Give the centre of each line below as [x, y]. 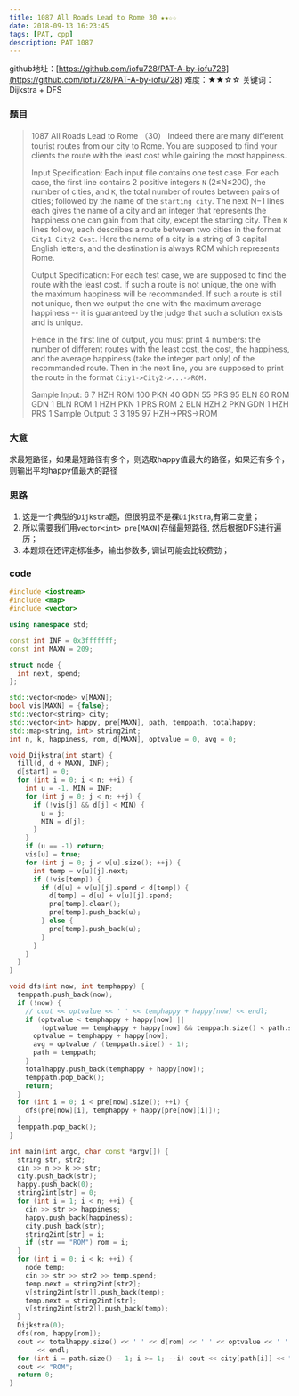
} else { [57, 921]
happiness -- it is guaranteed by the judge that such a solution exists [157, 312]
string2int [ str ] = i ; [65, 1234]
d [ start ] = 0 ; [43, 772]
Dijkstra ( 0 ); [41, 1326]
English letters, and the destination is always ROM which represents [155, 248]
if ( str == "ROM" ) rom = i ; [77, 1243]
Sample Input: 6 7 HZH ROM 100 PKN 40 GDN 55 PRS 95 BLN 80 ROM [160, 394]
